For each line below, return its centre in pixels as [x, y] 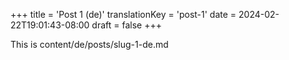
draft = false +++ [126, 25]
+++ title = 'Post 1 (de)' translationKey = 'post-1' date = [123, 14]
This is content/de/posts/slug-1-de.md [89, 44]
